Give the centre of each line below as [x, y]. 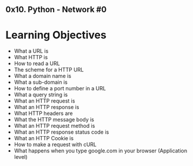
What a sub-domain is [41, 82]
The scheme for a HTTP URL [49, 70]
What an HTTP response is [46, 107]
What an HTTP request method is [54, 126]
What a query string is [41, 95]
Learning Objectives [56, 35]
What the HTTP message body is [54, 120]
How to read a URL [37, 63]
